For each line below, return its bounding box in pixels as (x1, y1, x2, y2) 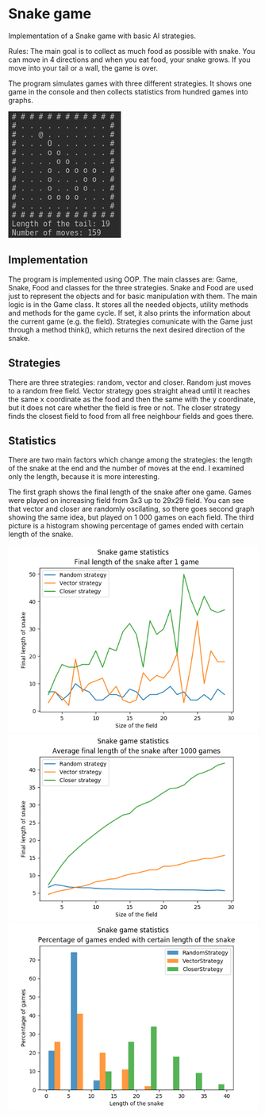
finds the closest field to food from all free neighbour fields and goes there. (8, 411, 254, 420)
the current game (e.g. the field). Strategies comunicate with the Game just (8, 317, 253, 326)
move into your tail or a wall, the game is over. (8, 63, 159, 72)
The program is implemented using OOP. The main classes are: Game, (8, 274, 238, 284)
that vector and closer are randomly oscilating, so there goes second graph (8, 505, 255, 514)
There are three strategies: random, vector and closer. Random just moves (8, 378, 252, 387)
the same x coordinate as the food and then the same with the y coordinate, (8, 394, 256, 404)
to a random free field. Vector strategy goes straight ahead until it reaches (8, 386, 251, 395)
